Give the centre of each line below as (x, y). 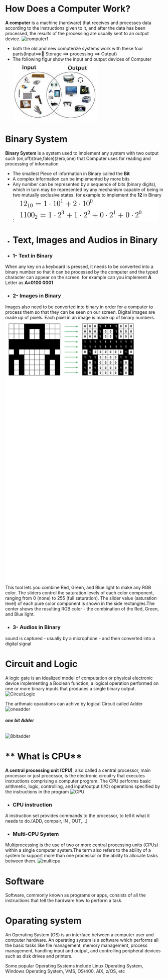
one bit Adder (20, 721)
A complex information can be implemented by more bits (71, 179)
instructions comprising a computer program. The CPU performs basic (78, 781)
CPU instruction (32, 805)
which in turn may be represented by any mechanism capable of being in (88, 190)
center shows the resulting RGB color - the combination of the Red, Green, (82, 609)
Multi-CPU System (36, 834)
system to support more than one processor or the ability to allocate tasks (81, 856)
